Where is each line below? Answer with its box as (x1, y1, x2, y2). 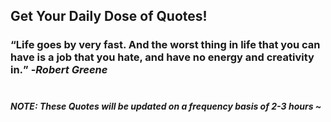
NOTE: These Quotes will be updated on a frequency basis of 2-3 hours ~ (10, 100, 322, 112)
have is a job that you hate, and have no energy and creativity (10, 50, 315, 64)
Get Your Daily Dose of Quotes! (10, 8, 208, 25)
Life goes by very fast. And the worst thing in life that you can (15, 38, 321, 52)
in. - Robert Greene (10, 63, 108, 77)
